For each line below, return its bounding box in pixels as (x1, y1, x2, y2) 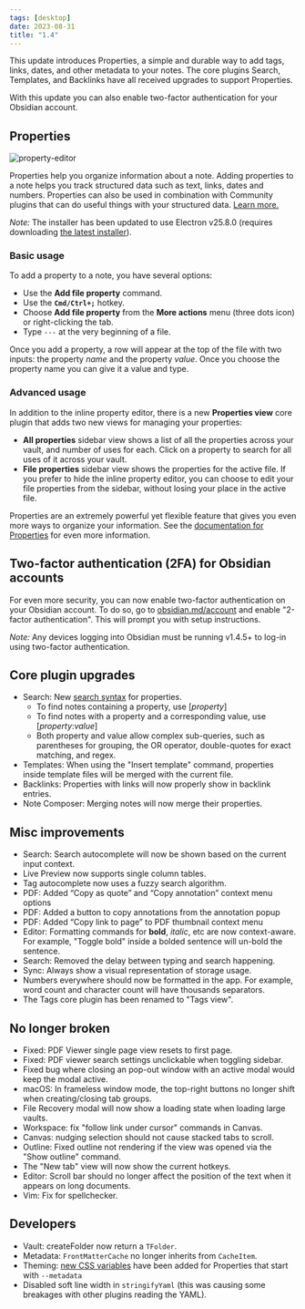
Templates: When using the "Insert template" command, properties (22, 759, 275, 770)
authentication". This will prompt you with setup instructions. (33, 613, 261, 624)
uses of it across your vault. (22, 453, 127, 465)
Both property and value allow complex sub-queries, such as (36, 730, 266, 741)
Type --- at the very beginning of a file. (22, 326, 171, 337)
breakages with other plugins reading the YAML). (22, 1289, 208, 1300)
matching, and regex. (36, 749, 117, 761)
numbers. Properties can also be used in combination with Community (9, 190, 273, 201)
